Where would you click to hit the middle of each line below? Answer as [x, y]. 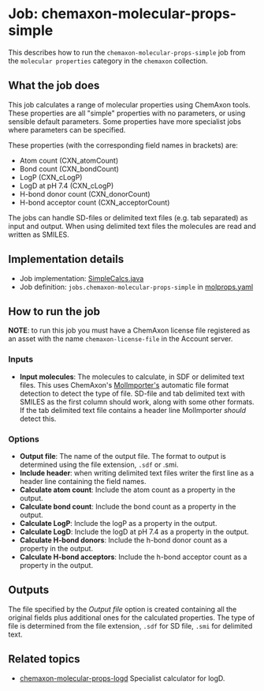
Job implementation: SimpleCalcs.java [82, 278]
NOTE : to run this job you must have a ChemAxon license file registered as [129, 330]
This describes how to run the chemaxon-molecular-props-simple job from [127, 52]
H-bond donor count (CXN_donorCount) [85, 193]
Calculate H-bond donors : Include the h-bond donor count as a [123, 540]
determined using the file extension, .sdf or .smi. [99, 464]
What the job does [54, 86]
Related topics [44, 659]
